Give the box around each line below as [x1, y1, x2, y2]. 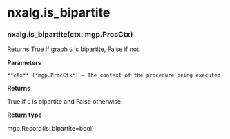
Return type [7, 111, 43, 119]
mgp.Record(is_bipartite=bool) [7, 124, 95, 133]
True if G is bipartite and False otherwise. [7, 98, 123, 106]
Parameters [7, 59, 41, 67]
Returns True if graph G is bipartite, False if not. [7, 45, 141, 53]
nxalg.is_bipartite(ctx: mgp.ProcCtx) [7, 30, 133, 39]
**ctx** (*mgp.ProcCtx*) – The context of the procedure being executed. [7, 72, 224, 79]
